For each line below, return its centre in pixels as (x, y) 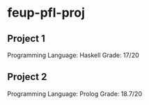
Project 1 (26, 39)
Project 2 (27, 77)
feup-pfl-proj (46, 13)
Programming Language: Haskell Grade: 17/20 (73, 55)
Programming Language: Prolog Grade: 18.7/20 (75, 94)
